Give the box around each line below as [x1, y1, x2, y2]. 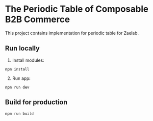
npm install [5, 67, 29, 72]
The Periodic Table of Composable [5, 3, 149, 15]
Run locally [5, 44, 40, 52]
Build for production [5, 98, 68, 106]
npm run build [5, 111, 34, 116]
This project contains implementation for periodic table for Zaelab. [5, 30, 139, 36]
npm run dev [5, 85, 29, 90]
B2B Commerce [5, 14, 70, 25]
